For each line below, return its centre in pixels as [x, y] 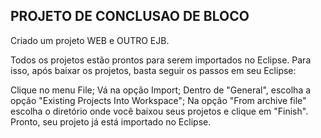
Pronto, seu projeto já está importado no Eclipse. [111, 121]
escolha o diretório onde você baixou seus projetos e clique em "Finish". [159, 111]
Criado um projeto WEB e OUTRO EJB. [90, 40]
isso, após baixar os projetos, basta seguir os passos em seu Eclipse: [153, 70]
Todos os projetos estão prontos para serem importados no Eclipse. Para [161, 60]
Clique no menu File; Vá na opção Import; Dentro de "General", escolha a [161, 90]
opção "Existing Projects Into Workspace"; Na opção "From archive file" [158, 100]
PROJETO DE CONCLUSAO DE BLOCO [130, 16]
